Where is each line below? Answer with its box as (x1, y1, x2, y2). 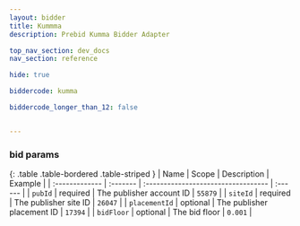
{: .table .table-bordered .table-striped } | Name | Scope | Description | (9, 169, 270, 179)
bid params (9, 148, 60, 161)
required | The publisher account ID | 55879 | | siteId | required (58, 187, 291, 198)
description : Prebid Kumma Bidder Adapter (9, 30, 170, 39)
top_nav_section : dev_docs (9, 46, 110, 55)
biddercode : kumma (9, 87, 78, 96)
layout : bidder (9, 13, 66, 22)
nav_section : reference (9, 55, 99, 64)
